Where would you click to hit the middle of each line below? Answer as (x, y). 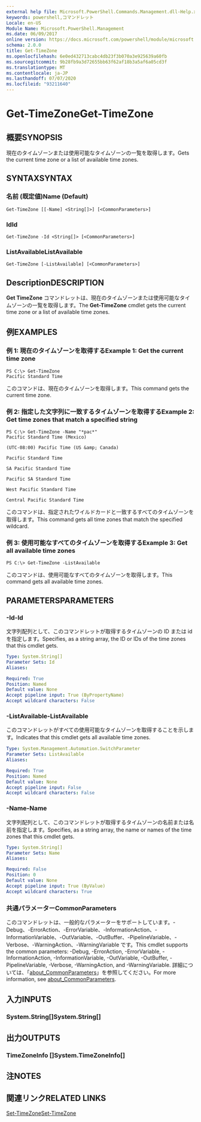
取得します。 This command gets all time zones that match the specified (95, 519)
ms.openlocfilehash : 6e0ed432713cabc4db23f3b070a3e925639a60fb (87, 56)
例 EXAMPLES (32, 332)
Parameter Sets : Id (31, 662)
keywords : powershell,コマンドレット (50, 17)
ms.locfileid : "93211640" (38, 84)
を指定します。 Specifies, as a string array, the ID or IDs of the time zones (96, 639)
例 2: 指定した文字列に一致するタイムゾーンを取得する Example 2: (100, 412)
